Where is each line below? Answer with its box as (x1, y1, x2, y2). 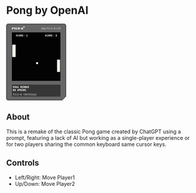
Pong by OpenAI (6, 4, 88, 17)
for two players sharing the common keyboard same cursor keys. (6, 140, 167, 148)
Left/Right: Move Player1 (14, 174, 75, 181)
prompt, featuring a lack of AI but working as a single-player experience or (6, 134, 190, 141)
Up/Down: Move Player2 (14, 180, 75, 187)
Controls (6, 158, 39, 168)
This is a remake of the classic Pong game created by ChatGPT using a (6, 128, 181, 135)
